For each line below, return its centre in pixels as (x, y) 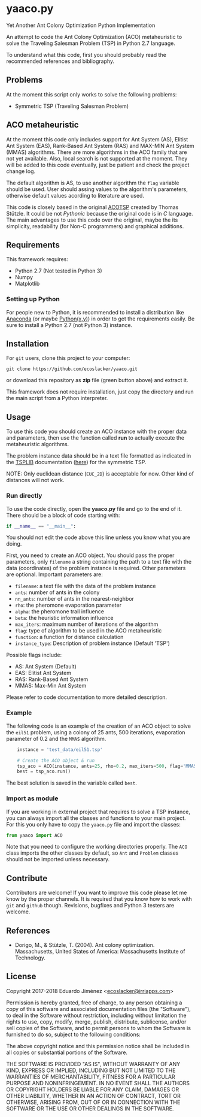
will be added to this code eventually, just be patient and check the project (98, 165)
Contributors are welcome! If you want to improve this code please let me (97, 893)
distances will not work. (35, 480)
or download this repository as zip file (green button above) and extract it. (97, 380)
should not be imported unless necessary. (58, 859)
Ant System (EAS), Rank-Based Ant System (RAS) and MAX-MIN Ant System (100, 146)
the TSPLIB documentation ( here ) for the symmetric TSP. (76, 462)
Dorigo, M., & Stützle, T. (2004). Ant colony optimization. (85, 945)
